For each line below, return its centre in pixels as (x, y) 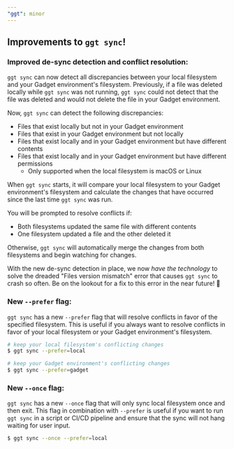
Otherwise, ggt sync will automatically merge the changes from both (106, 248)
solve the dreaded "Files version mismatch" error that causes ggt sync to (112, 276)
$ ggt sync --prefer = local (46, 351)
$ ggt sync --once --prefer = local (58, 439)
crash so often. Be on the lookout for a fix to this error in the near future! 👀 (114, 283)
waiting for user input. (39, 426)
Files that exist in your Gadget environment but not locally (100, 134)
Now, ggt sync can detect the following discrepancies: (86, 113)
